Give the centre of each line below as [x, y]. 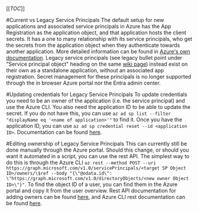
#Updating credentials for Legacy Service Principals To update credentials [97, 94]
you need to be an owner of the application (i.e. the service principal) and [95, 101]
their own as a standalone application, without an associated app [85, 70]
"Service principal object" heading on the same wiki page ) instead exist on [97, 64]
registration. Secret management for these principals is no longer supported [99, 77]
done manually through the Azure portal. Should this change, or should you [98, 150]
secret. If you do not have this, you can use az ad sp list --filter [89, 113]
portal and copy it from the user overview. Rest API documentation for [91, 191]
